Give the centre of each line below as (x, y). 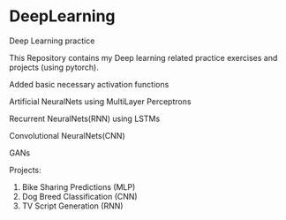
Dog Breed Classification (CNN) (80, 196)
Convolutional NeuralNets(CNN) (67, 135)
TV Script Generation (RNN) (72, 206)
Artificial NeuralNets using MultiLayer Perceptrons (100, 101)
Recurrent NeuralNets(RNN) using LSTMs (85, 118)
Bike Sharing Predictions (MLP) (79, 186)
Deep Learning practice (52, 41)
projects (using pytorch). (54, 67)
